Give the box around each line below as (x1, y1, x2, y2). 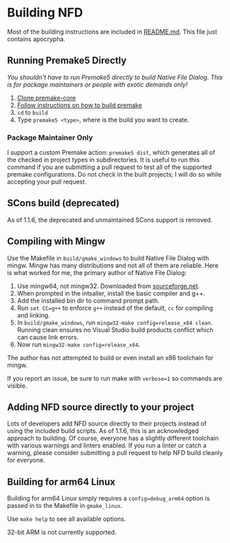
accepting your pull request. (7, 177, 87, 186)
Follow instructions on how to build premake (16, 101, 143, 109)
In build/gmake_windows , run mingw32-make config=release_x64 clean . (16, 318, 213, 326)
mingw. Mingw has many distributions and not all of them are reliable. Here (7, 261, 219, 269)
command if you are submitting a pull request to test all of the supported (7, 163, 212, 171)
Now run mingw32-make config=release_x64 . (16, 340, 141, 348)
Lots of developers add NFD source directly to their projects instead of (7, 419, 207, 428)
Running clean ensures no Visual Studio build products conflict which (16, 325, 214, 334)
